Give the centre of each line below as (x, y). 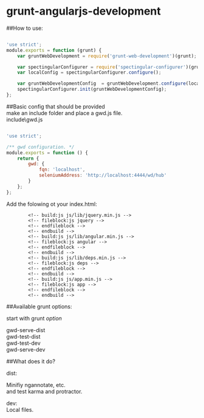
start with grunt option (34, 318)
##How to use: (25, 28)
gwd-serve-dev (26, 349)
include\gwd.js (25, 119)
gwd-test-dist (23, 336)
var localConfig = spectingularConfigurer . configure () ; (90, 73)
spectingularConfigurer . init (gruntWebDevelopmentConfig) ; (92, 90)
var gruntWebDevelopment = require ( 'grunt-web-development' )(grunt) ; (107, 56)
